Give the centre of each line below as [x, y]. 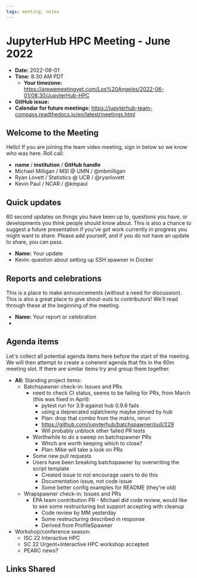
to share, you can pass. [35, 242]
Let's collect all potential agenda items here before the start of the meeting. [98, 356]
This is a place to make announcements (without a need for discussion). [94, 293]
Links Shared [31, 569]
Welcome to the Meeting [53, 133]
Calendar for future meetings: [52, 108]
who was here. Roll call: [35, 153]
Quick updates [34, 202]
